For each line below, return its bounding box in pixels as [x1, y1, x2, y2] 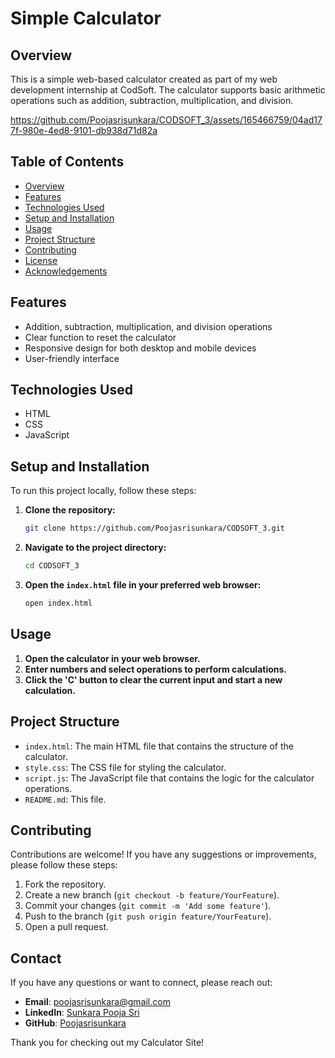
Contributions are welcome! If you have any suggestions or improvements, [10, 848, 317, 861]
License [24, 254, 58, 266]
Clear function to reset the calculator [24, 331, 177, 343]
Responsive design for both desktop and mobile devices [24, 342, 257, 354]
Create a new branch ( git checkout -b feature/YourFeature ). [24, 889, 280, 901]
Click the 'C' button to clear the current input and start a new [24, 673, 283, 686]
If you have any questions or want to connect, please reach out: [10, 977, 273, 989]
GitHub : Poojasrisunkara [24, 1017, 127, 1029]
